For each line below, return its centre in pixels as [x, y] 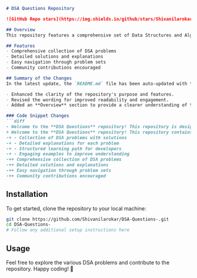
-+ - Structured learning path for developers [64, 149]
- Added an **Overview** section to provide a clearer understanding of [97, 105]
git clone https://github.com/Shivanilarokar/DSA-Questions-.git [87, 219]
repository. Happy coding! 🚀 [40, 269]
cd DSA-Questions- [28, 225]
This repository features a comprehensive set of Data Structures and [94, 35]
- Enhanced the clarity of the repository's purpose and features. [90, 94]
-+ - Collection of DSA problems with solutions [67, 138]
